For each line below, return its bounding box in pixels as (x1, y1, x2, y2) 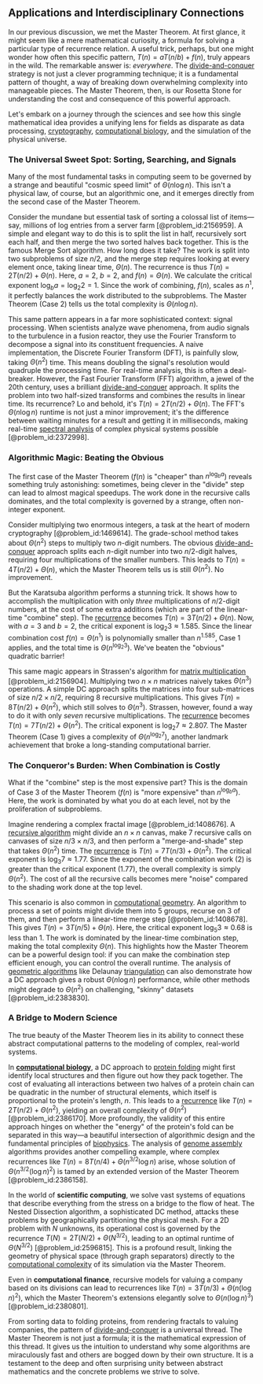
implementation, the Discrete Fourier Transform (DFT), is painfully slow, (8, 348, 239, 357)
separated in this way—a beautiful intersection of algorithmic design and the (8, 1131, 255, 1140)
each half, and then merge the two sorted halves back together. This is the (8, 238, 249, 247)
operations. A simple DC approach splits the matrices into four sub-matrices (8, 685, 255, 694)
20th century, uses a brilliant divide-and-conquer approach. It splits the (8, 382, 239, 392)
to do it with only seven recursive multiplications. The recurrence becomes (8, 710, 250, 720)
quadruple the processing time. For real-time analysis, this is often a (8, 366, 228, 375)
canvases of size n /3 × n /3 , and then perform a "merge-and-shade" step (8, 836, 243, 845)
